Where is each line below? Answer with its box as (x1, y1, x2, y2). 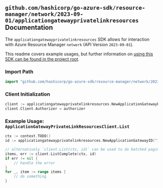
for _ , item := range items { (5, 170, 66, 174)
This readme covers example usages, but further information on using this (5, 51, 153, 57)
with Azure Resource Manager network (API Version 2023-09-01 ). (5, 41, 134, 47)
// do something (14, 174, 47, 179)
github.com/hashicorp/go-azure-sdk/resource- (5, 4, 146, 12)
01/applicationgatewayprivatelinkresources (5, 17, 139, 24)
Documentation (5, 23, 53, 32)
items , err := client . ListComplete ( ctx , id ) (5, 151, 97, 156)
